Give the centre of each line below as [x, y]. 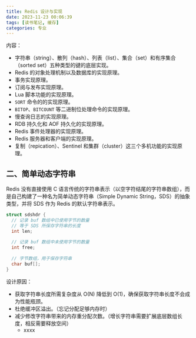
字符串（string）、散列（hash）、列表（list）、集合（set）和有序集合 [95, 58]
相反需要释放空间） [48, 323]
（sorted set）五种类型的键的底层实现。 [63, 65]
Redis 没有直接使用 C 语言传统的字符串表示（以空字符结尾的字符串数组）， [96, 189]
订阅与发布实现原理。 [40, 87]
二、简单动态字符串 [41, 174]
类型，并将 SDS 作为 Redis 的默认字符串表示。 [62, 204]
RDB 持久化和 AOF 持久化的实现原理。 [61, 124]
